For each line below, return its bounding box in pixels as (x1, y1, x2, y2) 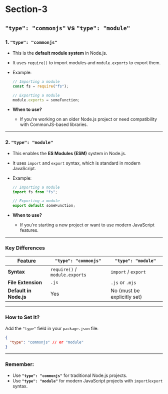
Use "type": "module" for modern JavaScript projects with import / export (12, 377, 163, 383)
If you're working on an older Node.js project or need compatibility (19, 116, 157, 122)
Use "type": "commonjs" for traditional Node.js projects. (12, 372, 127, 378)
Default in (7, 287, 31, 294)
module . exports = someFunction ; (12, 97, 80, 102)
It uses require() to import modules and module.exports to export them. (12, 59, 161, 66)
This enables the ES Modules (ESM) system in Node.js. (12, 150, 126, 156)
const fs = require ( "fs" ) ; (12, 84, 69, 89)
